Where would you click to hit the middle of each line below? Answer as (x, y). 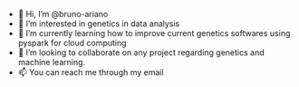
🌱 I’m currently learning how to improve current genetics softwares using (154, 33)
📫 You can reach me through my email (91, 72)
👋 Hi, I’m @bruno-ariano (63, 14)
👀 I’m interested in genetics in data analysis (99, 24)
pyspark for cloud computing (72, 43)
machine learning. (52, 62)
